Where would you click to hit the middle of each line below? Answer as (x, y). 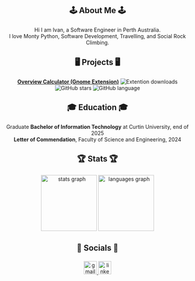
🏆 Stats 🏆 (97, 159)
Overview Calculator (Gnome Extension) (68, 81)
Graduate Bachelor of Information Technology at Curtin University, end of (97, 126)
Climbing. (97, 43)
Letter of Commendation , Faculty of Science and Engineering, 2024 (97, 139)
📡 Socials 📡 (97, 248)
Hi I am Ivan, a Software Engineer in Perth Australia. (97, 30)
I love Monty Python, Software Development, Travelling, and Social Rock (97, 36)
